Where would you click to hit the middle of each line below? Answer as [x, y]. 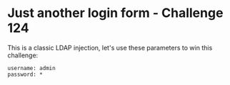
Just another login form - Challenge [115, 13]
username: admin [31, 68]
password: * [25, 74]
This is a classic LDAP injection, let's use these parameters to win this [110, 47]
